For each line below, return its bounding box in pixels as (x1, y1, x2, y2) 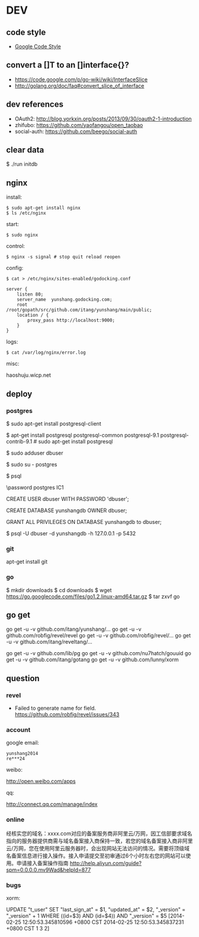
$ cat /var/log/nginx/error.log (6, 350, 86, 356)
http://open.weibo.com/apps (6, 778, 76, 785)
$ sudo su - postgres (6, 460, 57, 468)
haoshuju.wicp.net (6, 371, 52, 379)
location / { (17, 312, 49, 318)
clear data (6, 145, 44, 155)
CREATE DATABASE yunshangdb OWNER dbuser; (6, 507, 127, 514)
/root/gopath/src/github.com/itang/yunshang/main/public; (6, 307, 152, 313)
